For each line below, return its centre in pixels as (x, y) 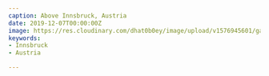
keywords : (25, 38)
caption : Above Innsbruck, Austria (68, 16)
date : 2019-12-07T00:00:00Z (55, 23)
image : (19, 30)
